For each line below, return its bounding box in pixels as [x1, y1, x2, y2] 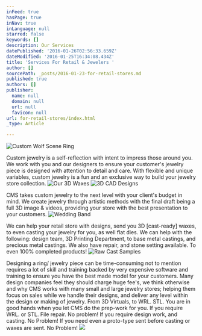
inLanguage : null [6, 25, 50, 32]
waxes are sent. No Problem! [6, 325, 78, 332]
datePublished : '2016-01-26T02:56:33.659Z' [6, 48, 118, 54]
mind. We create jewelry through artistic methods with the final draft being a [6, 198, 195, 205]
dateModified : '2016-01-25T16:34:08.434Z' [6, 54, 115, 60]
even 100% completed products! [6, 248, 87, 255]
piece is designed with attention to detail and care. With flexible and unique [6, 167, 194, 175]
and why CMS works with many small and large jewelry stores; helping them [6, 285, 196, 293]
